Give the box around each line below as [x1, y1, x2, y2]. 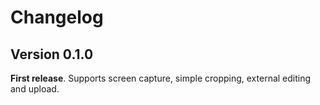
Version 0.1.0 [10, 46, 94, 63]
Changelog [10, 6, 104, 29]
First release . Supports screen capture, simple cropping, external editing [10, 72, 312, 84]
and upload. [10, 83, 60, 95]
